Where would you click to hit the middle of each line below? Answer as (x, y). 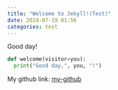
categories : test (33, 27)
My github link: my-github (45, 79)
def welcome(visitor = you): (47, 59)
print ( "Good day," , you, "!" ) (58, 66)
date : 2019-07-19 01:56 (42, 20)
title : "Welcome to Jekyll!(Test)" (59, 14)
